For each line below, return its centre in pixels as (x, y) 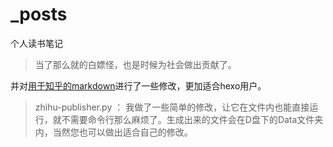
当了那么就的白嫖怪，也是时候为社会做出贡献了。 (135, 64)
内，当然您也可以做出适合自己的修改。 (113, 132)
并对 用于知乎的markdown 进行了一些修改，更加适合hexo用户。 (138, 85)
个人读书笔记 (36, 43)
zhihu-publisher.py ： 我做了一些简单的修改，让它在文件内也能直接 (172, 107)
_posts (39, 14)
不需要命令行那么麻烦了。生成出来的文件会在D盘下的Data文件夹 (192, 119)
